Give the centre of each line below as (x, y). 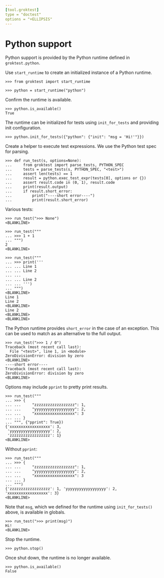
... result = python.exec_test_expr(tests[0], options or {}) (76, 178)
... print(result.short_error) (47, 200)
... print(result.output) (37, 187)
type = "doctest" (23, 14)
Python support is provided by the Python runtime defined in (67, 57)
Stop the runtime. (23, 540)
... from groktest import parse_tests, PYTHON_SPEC (64, 165)
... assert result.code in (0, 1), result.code (60, 183)
